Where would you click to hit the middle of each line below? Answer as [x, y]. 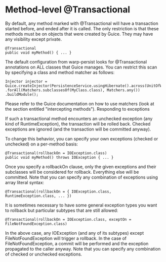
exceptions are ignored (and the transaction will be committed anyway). [78, 129]
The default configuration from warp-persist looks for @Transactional [76, 62]
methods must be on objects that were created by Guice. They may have [79, 34]
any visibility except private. [34, 39]
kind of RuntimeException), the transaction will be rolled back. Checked [78, 124]
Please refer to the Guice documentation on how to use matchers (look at [80, 104]
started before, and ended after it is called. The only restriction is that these [82, 28]
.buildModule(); [22, 94]
